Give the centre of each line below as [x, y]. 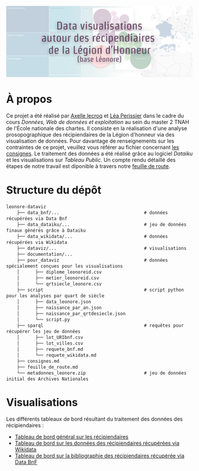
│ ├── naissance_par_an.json [59, 308]
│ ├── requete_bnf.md [50, 349]
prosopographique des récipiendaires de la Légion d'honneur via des [90, 134]
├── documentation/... [45, 254]
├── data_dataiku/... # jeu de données [102, 225]
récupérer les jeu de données [44, 331]
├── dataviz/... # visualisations [102, 248]
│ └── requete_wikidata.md [57, 355]
